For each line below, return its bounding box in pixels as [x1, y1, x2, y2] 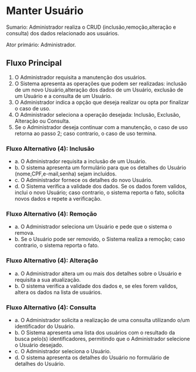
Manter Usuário [6, 4, 84, 18]
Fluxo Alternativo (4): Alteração [6, 256, 99, 265]
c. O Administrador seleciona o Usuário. [14, 347, 111, 354]
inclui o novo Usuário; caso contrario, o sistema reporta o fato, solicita [14, 189, 185, 196]
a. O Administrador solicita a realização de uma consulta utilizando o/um [14, 316, 190, 323]
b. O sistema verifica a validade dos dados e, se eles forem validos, [14, 282, 178, 289]
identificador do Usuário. [14, 323, 75, 330]
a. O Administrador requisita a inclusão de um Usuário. [14, 158, 147, 165]
